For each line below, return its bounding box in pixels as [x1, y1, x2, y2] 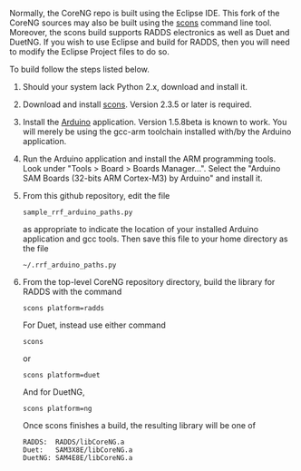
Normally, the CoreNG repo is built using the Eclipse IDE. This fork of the [9, 8, 280, 18]
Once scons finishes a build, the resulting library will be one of [22, 420, 257, 430]
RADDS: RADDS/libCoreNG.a [22, 437, 125, 446]
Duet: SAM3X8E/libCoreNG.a [22, 446, 133, 455]
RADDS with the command [22, 286, 122, 297]
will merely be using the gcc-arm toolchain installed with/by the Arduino [22, 126, 292, 137]
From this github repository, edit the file [22, 191, 170, 201]
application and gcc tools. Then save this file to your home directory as [22, 233, 288, 244]
